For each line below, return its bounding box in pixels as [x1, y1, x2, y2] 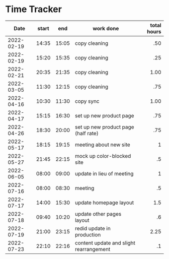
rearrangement [74, 245, 111, 252]
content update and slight [74, 239, 136, 246]
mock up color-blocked [74, 152, 131, 159]
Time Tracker [5, 4, 62, 15]
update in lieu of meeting [74, 170, 134, 177]
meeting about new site [74, 141, 131, 148]
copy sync [74, 97, 100, 104]
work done [93, 25, 119, 32]
